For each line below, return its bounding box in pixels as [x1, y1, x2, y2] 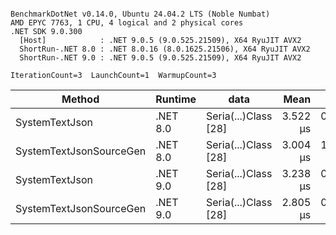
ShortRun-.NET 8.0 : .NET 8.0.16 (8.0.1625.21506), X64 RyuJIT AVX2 [19, 44, 311, 54]
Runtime [155, 92, 197, 106]
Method [61, 92, 100, 106]
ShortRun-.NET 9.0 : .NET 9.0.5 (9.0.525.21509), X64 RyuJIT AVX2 [19, 53, 302, 63]
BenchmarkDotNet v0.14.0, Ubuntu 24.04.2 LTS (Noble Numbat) [10, 9, 271, 19]
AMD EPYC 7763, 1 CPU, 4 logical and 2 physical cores [10, 18, 244, 28]
